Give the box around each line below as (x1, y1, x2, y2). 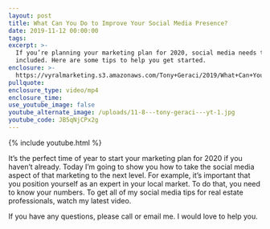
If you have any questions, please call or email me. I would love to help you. (8, 211, 259, 221)
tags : (8, 34, 27, 42)
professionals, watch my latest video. (8, 195, 132, 205)
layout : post (8, 11, 52, 20)
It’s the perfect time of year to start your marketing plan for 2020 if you (8, 153, 243, 163)
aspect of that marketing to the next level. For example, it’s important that (8, 170, 251, 180)
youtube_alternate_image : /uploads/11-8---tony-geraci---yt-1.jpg (8, 109, 235, 117)
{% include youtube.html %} (8, 138, 102, 147)
